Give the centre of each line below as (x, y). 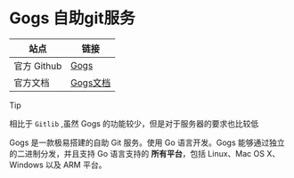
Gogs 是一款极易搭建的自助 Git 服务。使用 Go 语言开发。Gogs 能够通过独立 (147, 142)
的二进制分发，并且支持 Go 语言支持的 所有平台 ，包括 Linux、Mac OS (137, 153)
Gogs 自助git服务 (72, 18)
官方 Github (38, 66)
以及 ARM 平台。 (76, 165)
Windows (27, 165)
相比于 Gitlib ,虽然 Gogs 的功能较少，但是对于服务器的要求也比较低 (134, 123)
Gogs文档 (91, 83)
